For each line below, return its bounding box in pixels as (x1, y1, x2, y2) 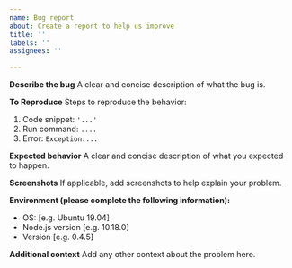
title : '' (9, 30, 47, 39)
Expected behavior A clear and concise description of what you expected (9, 150, 284, 162)
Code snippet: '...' (22, 114, 97, 125)
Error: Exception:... (22, 133, 99, 144)
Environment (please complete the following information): (9, 195, 231, 206)
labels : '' (9, 38, 50, 48)
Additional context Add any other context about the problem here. (9, 249, 256, 260)
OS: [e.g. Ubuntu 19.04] (22, 212, 111, 223)
